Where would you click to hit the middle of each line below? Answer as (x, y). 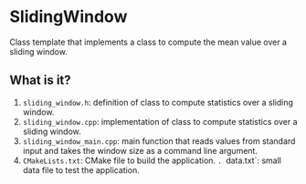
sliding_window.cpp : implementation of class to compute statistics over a (160, 121)
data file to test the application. (81, 169)
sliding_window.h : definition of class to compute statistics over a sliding (158, 102)
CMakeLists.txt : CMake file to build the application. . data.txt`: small (152, 160)
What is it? (40, 81)
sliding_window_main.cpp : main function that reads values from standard (159, 141)
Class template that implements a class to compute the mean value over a (148, 42)
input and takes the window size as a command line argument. (140, 150)
